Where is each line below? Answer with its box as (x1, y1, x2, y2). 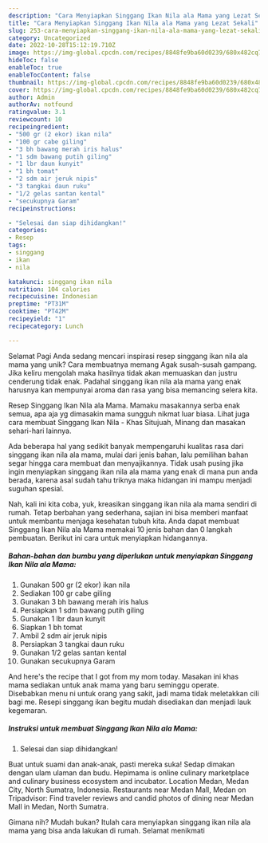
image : (8, 49, 30, 57)
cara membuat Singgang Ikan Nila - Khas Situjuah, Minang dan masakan (8, 417, 246, 427)
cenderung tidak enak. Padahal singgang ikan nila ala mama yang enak (8, 376, 242, 386)
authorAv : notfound (8, 100, 73, 108)
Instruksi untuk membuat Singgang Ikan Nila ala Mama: (8, 723, 198, 734)
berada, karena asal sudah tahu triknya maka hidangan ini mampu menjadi (8, 475, 253, 485)
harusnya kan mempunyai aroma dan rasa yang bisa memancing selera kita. (8, 384, 258, 395)
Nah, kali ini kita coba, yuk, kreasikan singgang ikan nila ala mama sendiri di (8, 499, 258, 509)
